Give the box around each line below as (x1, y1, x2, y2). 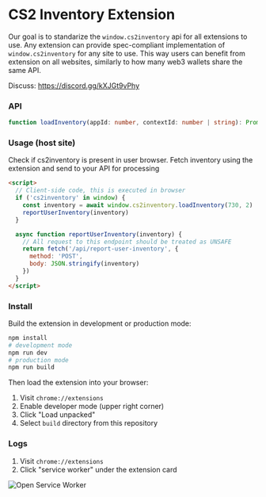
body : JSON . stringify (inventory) (28, 260, 140, 268)
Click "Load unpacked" (19, 410, 96, 419)
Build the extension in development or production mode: (8, 319, 192, 328)
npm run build (8, 363, 55, 372)
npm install (8, 334, 47, 342)
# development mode (8, 341, 73, 350)
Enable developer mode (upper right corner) (19, 402, 165, 411)
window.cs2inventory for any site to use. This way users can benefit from (8, 48, 245, 58)
